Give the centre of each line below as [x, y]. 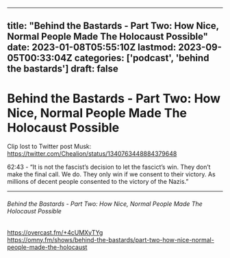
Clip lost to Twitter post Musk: [49, 146]
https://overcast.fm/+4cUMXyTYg [55, 232]
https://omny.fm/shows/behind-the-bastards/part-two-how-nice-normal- [111, 239]
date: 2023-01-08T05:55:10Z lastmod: [92, 48]
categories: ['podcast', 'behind [142, 58]
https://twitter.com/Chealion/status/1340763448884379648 [92, 154]
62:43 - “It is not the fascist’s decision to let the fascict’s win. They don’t [109, 167]
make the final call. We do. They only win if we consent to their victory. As [111, 174]
